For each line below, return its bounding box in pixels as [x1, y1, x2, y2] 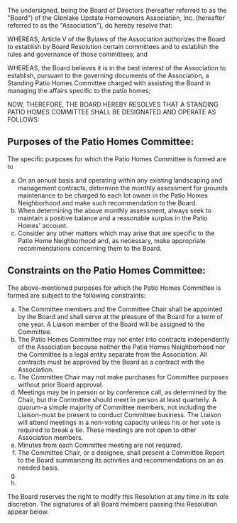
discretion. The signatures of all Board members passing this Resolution [7, 500, 218, 508]
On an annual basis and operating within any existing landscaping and [17, 176, 223, 184]
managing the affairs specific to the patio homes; [7, 87, 151, 95]
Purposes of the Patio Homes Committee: [7, 136, 194, 148]
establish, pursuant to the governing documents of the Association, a [7, 71, 209, 80]
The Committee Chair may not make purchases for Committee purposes [17, 372, 228, 381]
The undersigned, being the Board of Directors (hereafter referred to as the [7, 6, 227, 14]
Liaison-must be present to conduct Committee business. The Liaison [17, 410, 221, 419]
